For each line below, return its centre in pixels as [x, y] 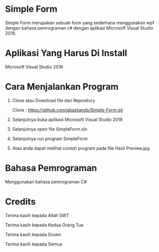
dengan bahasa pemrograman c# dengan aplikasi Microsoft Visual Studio [79, 28]
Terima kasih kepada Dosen [33, 234]
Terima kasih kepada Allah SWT [37, 215]
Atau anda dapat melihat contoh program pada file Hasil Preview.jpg [81, 148]
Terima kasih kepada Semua [34, 244]
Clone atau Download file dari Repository [54, 100]
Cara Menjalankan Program [62, 87]
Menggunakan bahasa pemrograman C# [46, 181]
